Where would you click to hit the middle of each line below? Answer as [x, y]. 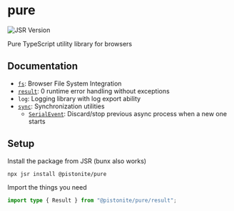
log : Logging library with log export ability [79, 98]
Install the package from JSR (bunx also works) [77, 161]
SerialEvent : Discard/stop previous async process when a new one [127, 113]
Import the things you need [47, 187]
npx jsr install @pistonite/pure [57, 174]
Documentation [43, 66]
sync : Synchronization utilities [61, 106]
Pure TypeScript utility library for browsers [70, 43]
